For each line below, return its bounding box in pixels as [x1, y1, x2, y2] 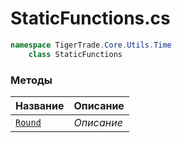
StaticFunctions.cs [10, 7, 171, 30]
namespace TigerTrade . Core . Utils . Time [10, 40, 172, 50]
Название [15, 98, 65, 112]
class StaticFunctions [28, 49, 123, 59]
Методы [10, 73, 53, 87]
